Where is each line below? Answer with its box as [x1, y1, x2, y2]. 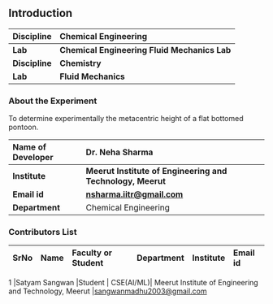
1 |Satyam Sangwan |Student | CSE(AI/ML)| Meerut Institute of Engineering [8, 278, 258, 288]
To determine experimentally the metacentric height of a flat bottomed [8, 114, 244, 124]
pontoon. [8, 122, 39, 132]
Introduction [8, 7, 73, 20]
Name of [12, 141, 47, 153]
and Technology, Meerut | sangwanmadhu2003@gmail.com [8, 286, 207, 296]
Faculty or [71, 247, 112, 258]
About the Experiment [8, 95, 97, 106]
